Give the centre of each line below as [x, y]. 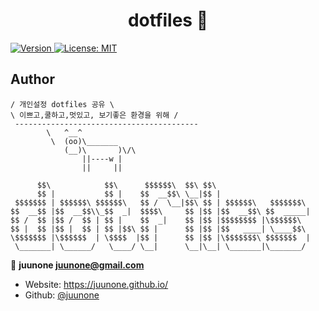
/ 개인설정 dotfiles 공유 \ [62, 104]
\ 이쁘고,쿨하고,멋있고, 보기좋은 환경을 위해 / [94, 115]
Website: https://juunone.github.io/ [96, 284]
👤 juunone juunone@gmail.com [77, 265]
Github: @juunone [62, 295]
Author [32, 79]
